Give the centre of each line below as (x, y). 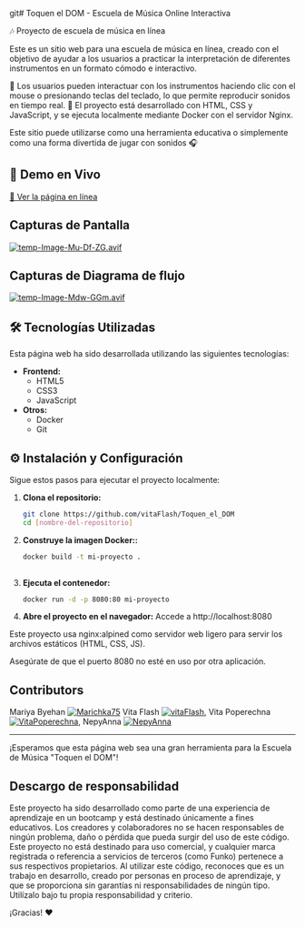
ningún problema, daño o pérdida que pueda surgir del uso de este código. (150, 837)
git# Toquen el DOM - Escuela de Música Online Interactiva (120, 13)
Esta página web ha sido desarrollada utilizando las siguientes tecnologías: (149, 354)
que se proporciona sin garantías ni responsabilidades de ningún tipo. (140, 885)
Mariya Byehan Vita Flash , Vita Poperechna (140, 712)
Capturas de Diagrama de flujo (98, 276)
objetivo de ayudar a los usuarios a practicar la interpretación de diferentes (150, 59)
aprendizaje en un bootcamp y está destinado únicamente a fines (132, 818)
